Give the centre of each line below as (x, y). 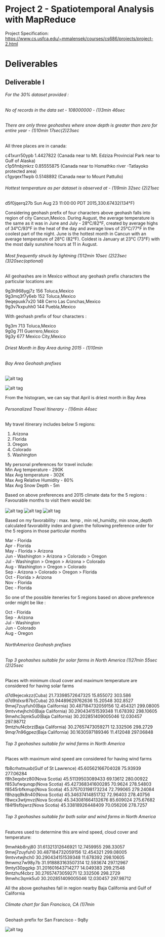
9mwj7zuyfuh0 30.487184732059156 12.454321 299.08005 (66, 852)
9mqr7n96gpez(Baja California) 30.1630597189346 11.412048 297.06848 (79, 732)
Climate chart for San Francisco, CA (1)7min (50, 904)
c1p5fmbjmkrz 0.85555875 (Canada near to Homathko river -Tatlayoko (77, 166)
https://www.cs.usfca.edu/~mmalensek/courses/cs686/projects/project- (79, 39)
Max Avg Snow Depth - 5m (33, 485)
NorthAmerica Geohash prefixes (38, 645)
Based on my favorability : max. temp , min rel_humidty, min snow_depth (79, 520)
